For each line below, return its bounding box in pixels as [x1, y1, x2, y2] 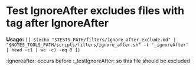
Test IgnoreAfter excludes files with [6, 4, 185, 17]
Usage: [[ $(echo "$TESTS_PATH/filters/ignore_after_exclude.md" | [6, 36, 177, 43]
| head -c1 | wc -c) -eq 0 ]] [6, 47, 81, 53]
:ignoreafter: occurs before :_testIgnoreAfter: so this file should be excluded [6, 57, 191, 64]
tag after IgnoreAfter [6, 16, 109, 30]
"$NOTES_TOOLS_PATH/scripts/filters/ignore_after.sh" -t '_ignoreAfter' [6, 42, 189, 48]
